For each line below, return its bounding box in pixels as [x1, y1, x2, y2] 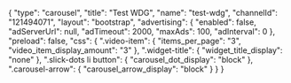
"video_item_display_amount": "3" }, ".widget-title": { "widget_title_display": [8, 45, 283, 56]
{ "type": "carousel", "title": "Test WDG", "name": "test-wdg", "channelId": [8, 8, 279, 18]
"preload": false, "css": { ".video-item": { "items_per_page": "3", [8, 35, 241, 46]
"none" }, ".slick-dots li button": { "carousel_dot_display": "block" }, [8, 55, 254, 64]
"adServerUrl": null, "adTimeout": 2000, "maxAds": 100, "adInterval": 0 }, [8, 26, 276, 36]
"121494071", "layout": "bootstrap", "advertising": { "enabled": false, [8, 17, 256, 27]
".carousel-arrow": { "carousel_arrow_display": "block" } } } [8, 64, 224, 74]
